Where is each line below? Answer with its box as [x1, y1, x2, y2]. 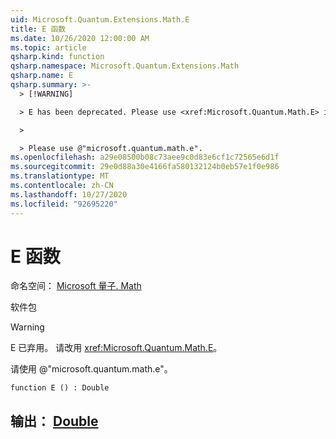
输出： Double [10, 412, 99, 430]
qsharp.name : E [10, 71, 74, 81]
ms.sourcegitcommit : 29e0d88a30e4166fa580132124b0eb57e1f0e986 [10, 162, 280, 172]
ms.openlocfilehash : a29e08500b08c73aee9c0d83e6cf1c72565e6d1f [10, 152, 280, 163]
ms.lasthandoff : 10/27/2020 [10, 189, 128, 200]
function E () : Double [10, 383, 110, 393]
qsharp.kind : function [10, 52, 105, 62]
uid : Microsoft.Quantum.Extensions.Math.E [10, 14, 190, 25]
